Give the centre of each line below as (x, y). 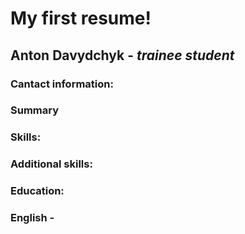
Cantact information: (62, 84)
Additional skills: (51, 164)
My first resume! (81, 18)
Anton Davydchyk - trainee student (122, 55)
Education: (37, 191)
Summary (35, 110)
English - (32, 218)
